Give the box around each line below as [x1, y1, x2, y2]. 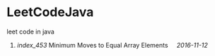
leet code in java [6, 27, 54, 36]
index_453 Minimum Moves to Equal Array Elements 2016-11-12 [16, 41, 208, 49]
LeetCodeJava [6, 4, 94, 20]
